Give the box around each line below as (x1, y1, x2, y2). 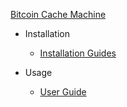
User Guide (39, 86, 87, 98)
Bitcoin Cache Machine (10, 9, 107, 20)
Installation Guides (39, 47, 117, 59)
